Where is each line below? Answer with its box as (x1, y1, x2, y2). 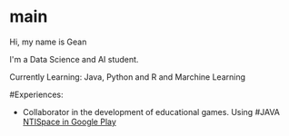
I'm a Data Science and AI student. (9, 53, 139, 64)
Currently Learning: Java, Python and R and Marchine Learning (9, 71, 246, 83)
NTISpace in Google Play (22, 116, 116, 127)
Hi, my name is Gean (9, 36, 87, 47)
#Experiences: (9, 89, 64, 100)
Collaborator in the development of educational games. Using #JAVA (22, 106, 280, 117)
